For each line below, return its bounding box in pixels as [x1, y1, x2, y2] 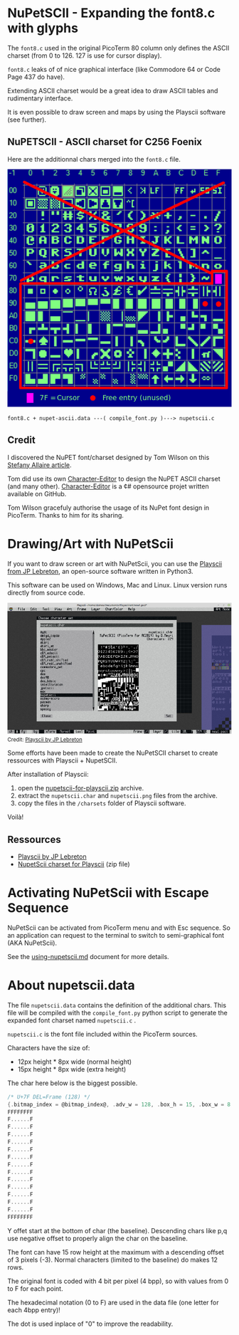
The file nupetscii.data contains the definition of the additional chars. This [7, 1000, 226, 1009]
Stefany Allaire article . [7, 461, 73, 469]
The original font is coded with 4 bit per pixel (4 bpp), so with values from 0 [7, 1277, 229, 1285]
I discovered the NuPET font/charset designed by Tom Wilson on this [7, 453, 210, 461]
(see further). [7, 115, 47, 124]
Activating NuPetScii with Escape [7, 885, 209, 901]
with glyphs [7, 20, 78, 36]
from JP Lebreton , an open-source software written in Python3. [7, 567, 193, 575]
